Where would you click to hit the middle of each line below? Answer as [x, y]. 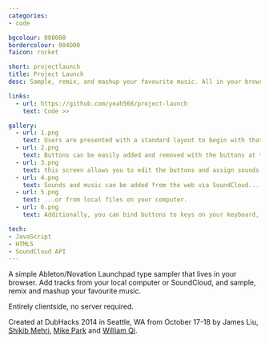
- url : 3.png [37, 162]
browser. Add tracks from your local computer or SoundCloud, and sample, [132, 283]
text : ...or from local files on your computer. [105, 200]
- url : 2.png [37, 148]
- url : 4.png [37, 177]
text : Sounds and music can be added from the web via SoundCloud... [141, 185]
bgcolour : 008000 [37, 38]
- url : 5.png [37, 193]
